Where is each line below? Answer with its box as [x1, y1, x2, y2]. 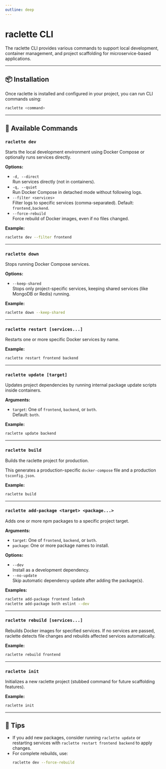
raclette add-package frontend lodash [5, 596, 85, 601]
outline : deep [5, 7, 35, 12]
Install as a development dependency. [12, 567, 90, 573]
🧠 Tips [5, 721, 25, 730]
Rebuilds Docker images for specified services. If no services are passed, [5, 628, 155, 634]
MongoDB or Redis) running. [12, 291, 71, 297]
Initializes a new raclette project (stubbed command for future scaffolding [5, 679, 155, 685]
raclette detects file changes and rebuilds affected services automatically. [5, 633, 156, 639]
